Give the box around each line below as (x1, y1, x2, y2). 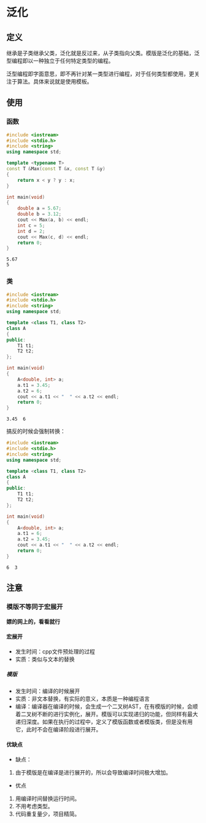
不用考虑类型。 (15, 802, 53, 809)
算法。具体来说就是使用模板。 (17, 78, 93, 85)
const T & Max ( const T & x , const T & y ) (6, 166, 105, 172)
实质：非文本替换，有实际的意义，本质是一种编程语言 (15, 695, 150, 702)
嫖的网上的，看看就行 (6, 618, 60, 625)
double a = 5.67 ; (17, 205, 62, 212)
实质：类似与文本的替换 (15, 655, 75, 663)
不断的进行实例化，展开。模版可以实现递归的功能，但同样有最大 (36, 710, 198, 717)
